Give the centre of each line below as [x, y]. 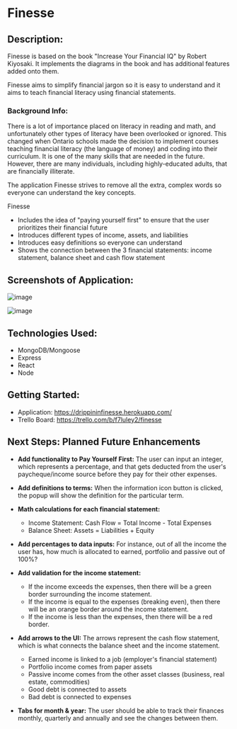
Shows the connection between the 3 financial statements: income [115, 250]
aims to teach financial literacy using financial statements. [92, 92]
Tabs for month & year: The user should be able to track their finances [121, 711]
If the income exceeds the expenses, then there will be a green [120, 587]
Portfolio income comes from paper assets [90, 667]
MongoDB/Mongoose [49, 350]
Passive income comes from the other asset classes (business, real [126, 674]
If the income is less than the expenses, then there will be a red [120, 616]
